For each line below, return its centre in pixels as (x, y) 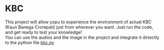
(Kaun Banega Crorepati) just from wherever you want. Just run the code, (79, 27)
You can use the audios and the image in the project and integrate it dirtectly (82, 37)
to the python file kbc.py (30, 42)
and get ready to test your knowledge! (44, 32)
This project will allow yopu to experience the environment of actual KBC (78, 22)
